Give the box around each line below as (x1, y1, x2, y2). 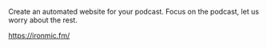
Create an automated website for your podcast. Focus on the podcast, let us (8, 7, 260, 16)
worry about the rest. (8, 15, 78, 25)
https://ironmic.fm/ (8, 31, 70, 40)
